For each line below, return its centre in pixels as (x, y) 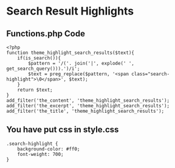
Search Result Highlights (70, 11)
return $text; (35, 90)
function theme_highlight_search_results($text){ (70, 53)
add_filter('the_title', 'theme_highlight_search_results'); (85, 111)
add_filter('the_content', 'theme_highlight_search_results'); (88, 101)
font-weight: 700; (40, 154)
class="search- (151, 74)
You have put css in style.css (63, 129)
